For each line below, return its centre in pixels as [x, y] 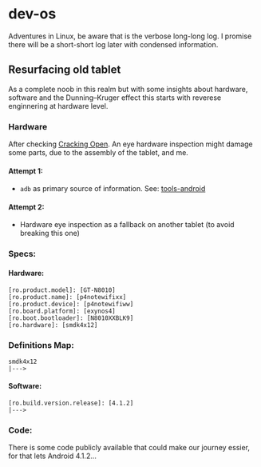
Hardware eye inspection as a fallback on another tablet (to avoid [127, 225]
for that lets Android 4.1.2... [53, 456]
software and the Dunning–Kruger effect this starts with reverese [115, 98]
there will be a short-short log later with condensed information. [113, 44]
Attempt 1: [26, 171]
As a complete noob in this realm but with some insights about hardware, [128, 89]
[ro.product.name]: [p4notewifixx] [67, 297]
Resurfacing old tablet [65, 70]
